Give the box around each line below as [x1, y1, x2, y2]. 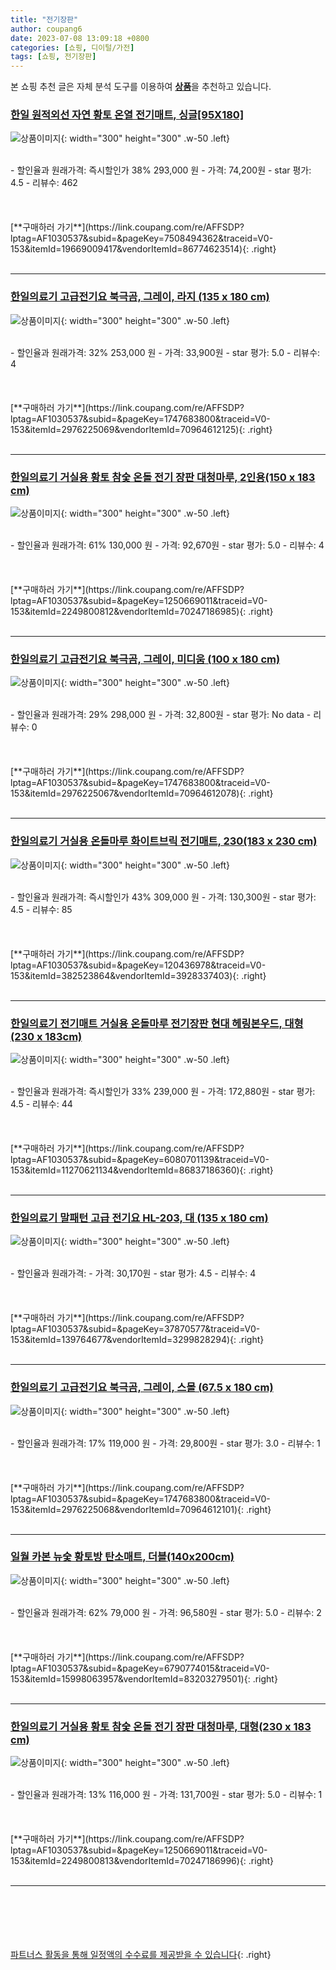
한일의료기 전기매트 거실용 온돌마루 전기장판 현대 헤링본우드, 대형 [10, 1016, 304, 1030]
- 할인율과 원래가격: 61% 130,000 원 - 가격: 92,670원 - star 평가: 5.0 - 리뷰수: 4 [10, 539, 325, 551]
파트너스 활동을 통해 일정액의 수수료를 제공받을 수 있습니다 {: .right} [10, 1949, 272, 1961]
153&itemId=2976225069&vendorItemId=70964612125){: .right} [10, 423, 273, 435]
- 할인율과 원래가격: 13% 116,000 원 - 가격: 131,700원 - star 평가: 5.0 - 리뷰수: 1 [10, 1789, 323, 1801]
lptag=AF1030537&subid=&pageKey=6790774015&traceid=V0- [10, 1662, 270, 1674]
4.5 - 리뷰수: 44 [10, 1097, 73, 1110]
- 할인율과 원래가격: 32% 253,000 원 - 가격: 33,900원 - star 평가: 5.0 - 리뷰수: [10, 346, 321, 358]
